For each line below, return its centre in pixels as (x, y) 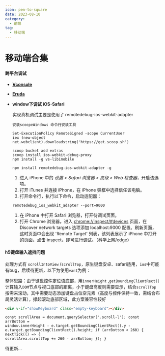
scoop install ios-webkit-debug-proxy (52, 155)
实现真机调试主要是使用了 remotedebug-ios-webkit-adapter (73, 115)
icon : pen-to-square (26, 10)
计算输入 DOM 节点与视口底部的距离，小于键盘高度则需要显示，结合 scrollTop (81, 287)
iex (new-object (29, 138)
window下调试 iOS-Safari (38, 104)
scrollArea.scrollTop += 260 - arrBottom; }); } (56, 339)
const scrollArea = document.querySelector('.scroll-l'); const (72, 317)
